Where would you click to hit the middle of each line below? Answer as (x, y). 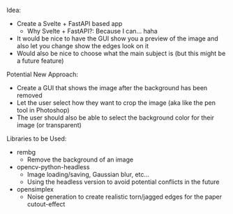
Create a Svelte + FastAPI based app (69, 23)
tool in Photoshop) (43, 110)
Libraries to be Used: (37, 138)
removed (29, 95)
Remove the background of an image (80, 159)
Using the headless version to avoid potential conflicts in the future (123, 182)
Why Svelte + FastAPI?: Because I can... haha (92, 31)
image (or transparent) (49, 125)
